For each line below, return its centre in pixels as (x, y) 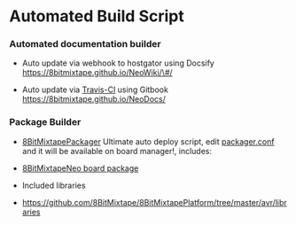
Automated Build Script (97, 16)
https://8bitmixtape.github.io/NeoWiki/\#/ (97, 73)
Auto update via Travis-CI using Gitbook (95, 89)
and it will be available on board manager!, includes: (117, 151)
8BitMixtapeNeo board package (80, 168)
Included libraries (54, 185)
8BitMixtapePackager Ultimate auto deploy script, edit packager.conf (148, 141)
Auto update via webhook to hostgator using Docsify (118, 63)
